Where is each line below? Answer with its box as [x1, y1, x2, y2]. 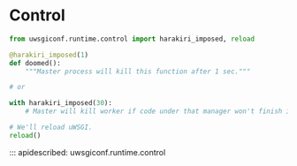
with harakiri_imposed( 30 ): [9, 99, 113, 108]
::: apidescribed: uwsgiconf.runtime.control [9, 147, 166, 157]
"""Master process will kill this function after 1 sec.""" [25, 67, 251, 76]
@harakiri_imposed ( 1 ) [9, 50, 89, 59]
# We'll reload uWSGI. [9, 123, 93, 132]
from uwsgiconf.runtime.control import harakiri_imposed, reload [9, 34, 255, 43]
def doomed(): [9, 58, 62, 67]
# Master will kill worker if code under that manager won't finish [25, 107, 283, 116]
